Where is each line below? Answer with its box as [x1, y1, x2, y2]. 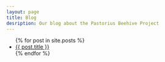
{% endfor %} [15, 50, 51, 57]
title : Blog [6, 15, 37, 21]
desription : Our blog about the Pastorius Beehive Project [6, 20, 160, 26]
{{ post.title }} [15, 43, 50, 50]
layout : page [6, 9, 40, 15]
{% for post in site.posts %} [15, 37, 85, 44]
